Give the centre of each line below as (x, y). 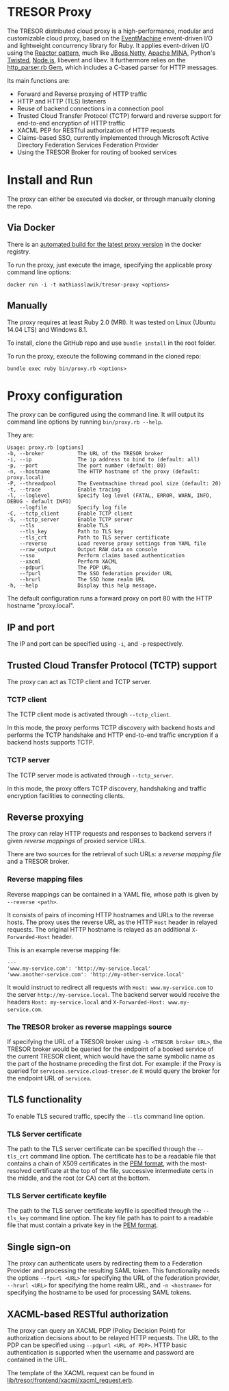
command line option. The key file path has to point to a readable (122, 1218)
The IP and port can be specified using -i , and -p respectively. (95, 644)
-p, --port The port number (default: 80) (87, 466)
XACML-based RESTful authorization (88, 1314)
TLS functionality (45, 1100)
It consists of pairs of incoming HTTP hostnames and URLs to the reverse (110, 915)
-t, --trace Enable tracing (64, 490)
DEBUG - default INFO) (39, 502)
